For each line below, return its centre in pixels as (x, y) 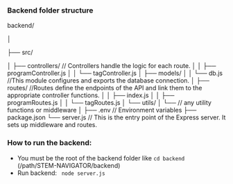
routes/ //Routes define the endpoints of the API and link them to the (105, 88)
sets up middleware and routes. (52, 125)
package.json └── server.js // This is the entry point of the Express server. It (116, 117)
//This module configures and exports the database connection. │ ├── (109, 81)
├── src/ (20, 52)
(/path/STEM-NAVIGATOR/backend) (69, 165)
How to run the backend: (50, 143)
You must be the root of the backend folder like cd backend (101, 158)
